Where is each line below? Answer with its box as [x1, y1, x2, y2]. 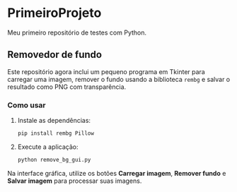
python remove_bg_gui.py [17, 156, 91, 163]
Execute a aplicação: [17, 143, 79, 151]
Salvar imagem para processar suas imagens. [7, 176, 142, 185]
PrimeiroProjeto [7, 5, 102, 21]
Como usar [7, 100, 46, 110]
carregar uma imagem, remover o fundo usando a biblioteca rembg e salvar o [7, 75, 231, 83]
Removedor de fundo [7, 49, 103, 61]
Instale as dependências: [17, 116, 91, 125]
